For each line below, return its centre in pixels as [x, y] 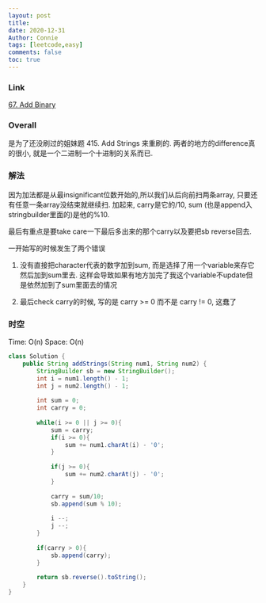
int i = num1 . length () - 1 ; [83, 378]
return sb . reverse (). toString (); [92, 578]
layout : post [30, 15]
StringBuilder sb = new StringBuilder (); [106, 371]
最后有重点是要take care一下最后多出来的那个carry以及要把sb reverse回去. [130, 231]
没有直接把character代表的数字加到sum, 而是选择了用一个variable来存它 [137, 265]
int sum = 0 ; [58, 401]
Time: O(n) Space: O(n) [46, 342]
